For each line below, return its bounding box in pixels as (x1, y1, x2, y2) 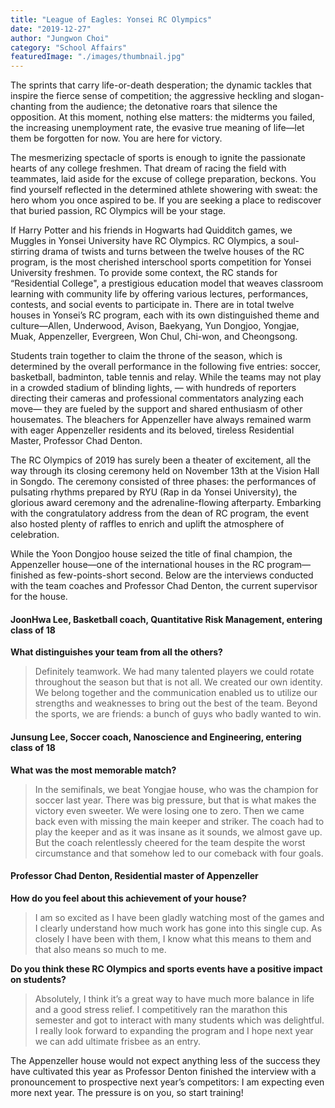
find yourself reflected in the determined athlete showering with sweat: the (10, 184, 318, 196)
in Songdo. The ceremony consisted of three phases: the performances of (10, 476, 317, 488)
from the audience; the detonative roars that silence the (48, 101, 278, 113)
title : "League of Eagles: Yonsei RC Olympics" (10, 14, 213, 25)
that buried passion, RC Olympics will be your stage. (10, 205, 227, 217)
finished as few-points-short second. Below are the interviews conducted (10, 569, 314, 581)
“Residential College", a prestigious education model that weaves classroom (10, 277, 324, 290)
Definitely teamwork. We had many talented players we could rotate (34, 666, 315, 678)
